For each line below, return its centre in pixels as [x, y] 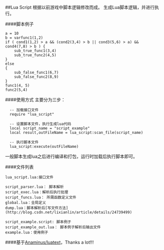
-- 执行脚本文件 [24, 142]
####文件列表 [19, 167]
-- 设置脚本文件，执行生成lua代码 [40, 124]
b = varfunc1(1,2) [24, 38]
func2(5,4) [16, 90]
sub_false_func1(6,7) [36, 72]
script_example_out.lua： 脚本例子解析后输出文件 [53, 227]
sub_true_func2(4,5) [35, 55]
